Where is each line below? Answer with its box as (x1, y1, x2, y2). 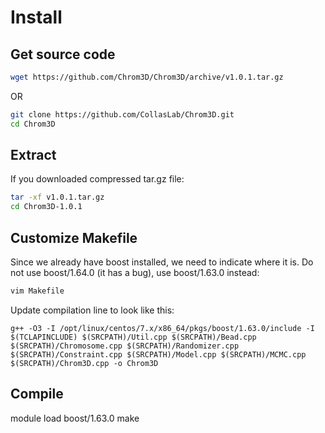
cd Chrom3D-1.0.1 (10, 202, 83, 212)
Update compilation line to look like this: (10, 304, 175, 316)
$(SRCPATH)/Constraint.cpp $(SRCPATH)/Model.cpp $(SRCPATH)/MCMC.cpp (10, 349, 307, 360)
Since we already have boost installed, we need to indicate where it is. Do (10, 256, 314, 268)
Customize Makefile (10, 229, 138, 246)
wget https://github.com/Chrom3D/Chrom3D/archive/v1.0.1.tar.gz (10, 72, 284, 82)
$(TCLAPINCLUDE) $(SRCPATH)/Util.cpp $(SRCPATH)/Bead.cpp (10, 332, 257, 342)
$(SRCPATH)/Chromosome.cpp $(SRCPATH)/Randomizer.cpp (10, 341, 240, 351)
